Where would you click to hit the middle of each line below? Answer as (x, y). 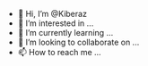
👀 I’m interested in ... (56, 23)
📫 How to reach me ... (59, 52)
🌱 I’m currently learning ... (65, 33)
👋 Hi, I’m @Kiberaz (52, 14)
